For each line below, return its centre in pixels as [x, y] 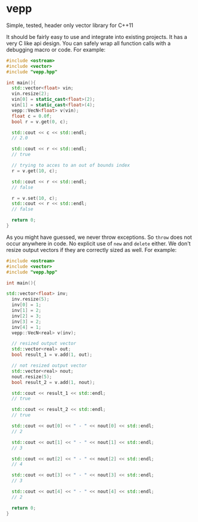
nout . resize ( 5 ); [32, 377]
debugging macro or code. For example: [56, 49]
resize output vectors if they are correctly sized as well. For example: [91, 250]
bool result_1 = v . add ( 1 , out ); [52, 355]
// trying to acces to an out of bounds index [71, 166]
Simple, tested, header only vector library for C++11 [70, 25]
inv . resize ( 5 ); [31, 299]
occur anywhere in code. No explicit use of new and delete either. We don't [98, 243]
